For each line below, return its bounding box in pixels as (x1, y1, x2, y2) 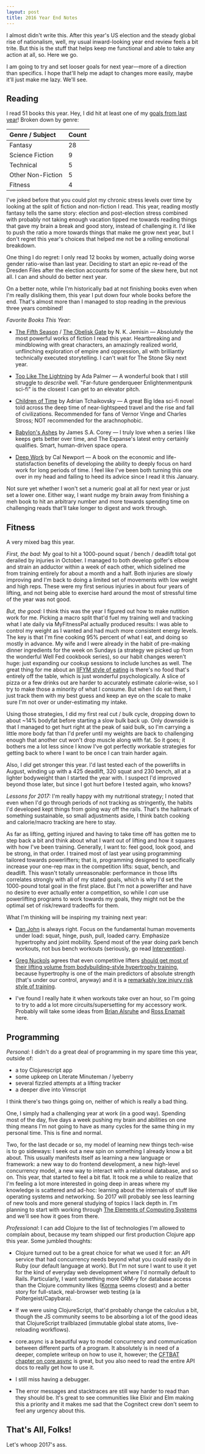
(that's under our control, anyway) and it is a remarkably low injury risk (15, 976, 193, 984)
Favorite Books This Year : (6, 316, 71, 324)
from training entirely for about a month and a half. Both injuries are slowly (6, 570, 193, 577)
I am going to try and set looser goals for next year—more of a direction (6, 62, 187, 70)
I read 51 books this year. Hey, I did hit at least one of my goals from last (6, 109, 187, 117)
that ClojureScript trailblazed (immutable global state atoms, (15, 1319, 167, 1327)
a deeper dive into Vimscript (15, 1086, 87, 1093)
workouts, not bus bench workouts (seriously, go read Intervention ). (15, 945, 186, 953)
